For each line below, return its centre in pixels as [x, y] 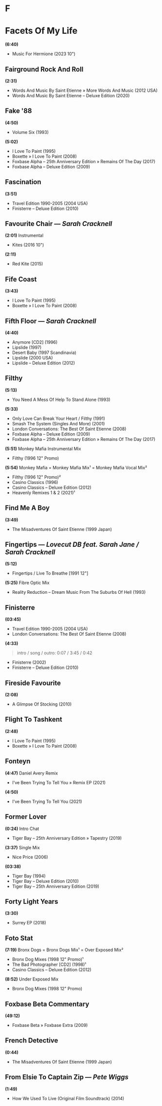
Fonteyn [18, 762]
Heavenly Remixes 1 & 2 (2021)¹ [44, 492]
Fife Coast [21, 279]
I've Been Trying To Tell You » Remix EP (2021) [59, 782]
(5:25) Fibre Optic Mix [27, 583]
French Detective [32, 1041]
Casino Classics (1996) [35, 482]
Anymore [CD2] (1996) [35, 342]
